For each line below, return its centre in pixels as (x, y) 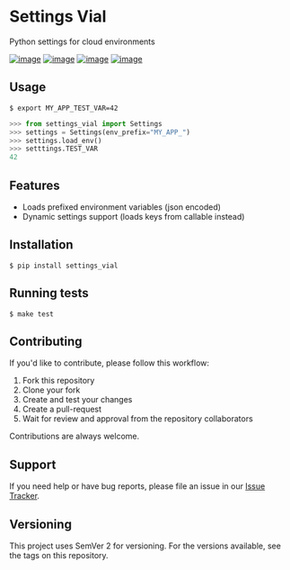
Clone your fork (51, 390)
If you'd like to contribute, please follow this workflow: (109, 363)
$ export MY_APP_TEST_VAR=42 (64, 108)
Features (35, 185)
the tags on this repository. (59, 555)
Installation (41, 245)
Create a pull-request (62, 409)
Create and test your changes (77, 400)
